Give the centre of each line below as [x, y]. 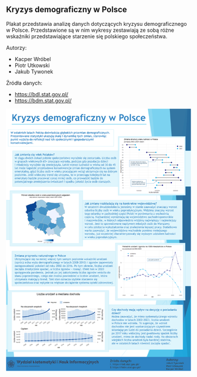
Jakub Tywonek [34, 71]
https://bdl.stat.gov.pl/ [41, 94]
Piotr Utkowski [32, 65]
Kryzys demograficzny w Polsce [67, 10]
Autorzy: [16, 48]
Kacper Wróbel [33, 59]
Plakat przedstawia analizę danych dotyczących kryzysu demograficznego [96, 23]
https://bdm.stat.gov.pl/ [43, 100]
